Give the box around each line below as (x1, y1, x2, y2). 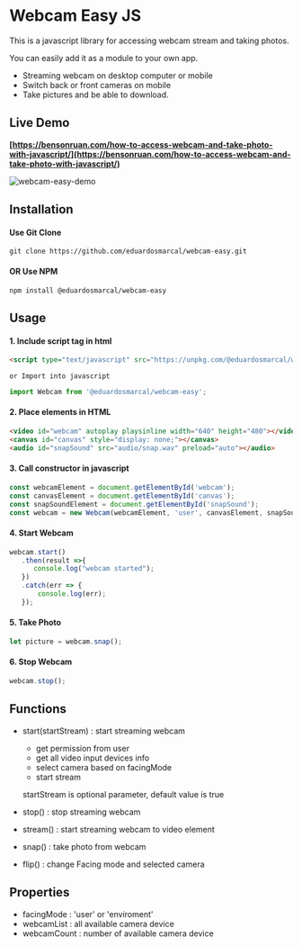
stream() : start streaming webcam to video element (22, 824, 216, 834)
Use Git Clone (9, 227, 62, 238)
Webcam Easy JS (9, 5, 142, 26)
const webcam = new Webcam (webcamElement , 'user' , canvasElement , (9, 508, 263, 518)
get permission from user (35, 743, 130, 753)
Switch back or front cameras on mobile (22, 79, 172, 90)
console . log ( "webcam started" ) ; (32, 564, 155, 573)
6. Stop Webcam (9, 656, 73, 667)
